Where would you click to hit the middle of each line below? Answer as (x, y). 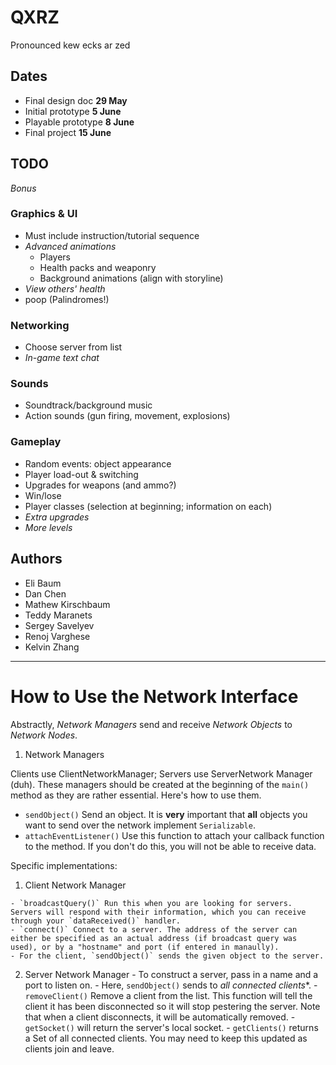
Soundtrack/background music (88, 405)
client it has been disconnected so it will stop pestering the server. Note (172, 1006)
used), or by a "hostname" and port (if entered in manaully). (145, 947)
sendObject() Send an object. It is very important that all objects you (166, 814)
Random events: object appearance (98, 463)
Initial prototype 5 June (73, 111)
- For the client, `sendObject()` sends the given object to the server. (167, 956)
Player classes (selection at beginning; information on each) (148, 506)
